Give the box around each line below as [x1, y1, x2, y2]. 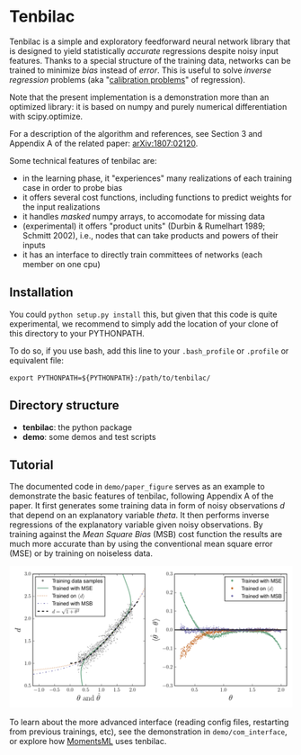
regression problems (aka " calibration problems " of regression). [9, 74, 245, 85]
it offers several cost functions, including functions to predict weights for [22, 192, 292, 202]
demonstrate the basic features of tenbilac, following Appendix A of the [9, 490, 274, 501]
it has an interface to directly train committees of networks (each [22, 249, 263, 260]
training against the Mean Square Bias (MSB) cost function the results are [9, 529, 283, 540]
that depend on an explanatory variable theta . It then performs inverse [9, 510, 270, 521]
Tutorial [9, 457, 54, 472]
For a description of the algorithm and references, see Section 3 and [9, 128, 263, 139]
